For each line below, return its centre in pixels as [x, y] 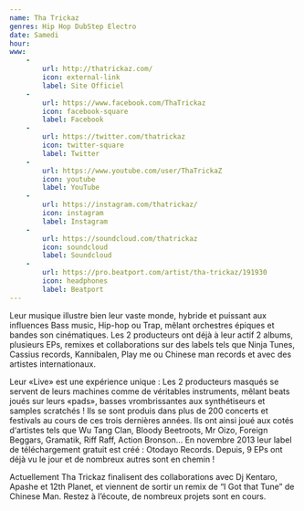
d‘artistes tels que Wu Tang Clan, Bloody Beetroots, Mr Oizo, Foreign [139, 430]
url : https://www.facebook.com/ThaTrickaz [124, 103]
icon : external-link [81, 78]
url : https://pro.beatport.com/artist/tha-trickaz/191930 [155, 273]
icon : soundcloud [75, 247]
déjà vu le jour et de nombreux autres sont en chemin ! [112, 459]
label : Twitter [71, 153]
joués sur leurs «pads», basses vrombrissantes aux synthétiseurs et [137, 401]
